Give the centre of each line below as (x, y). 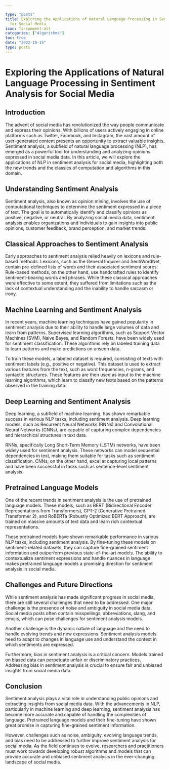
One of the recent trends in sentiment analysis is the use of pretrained (78, 500)
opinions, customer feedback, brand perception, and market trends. (76, 228)
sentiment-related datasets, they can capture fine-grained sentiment (77, 547)
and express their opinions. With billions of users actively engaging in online (84, 130)
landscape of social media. (33, 762)
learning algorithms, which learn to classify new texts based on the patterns (84, 380)
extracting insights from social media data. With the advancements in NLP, (83, 704)
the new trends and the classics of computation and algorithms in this (78, 168)
